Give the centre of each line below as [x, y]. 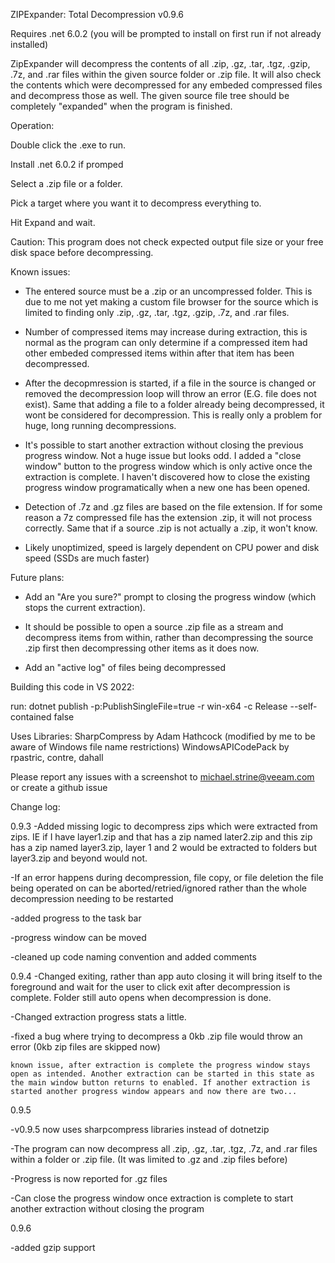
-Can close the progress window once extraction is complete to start [152, 1198]
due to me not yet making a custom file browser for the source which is [171, 302]
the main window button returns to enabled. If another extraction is [160, 1083]
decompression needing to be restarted [92, 898]
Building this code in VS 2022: [72, 687]
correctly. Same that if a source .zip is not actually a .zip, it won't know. [171, 528]
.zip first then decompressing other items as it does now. [142, 648]
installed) [29, 44]
